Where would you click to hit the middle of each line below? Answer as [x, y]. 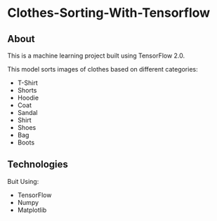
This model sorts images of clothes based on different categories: [103, 69]
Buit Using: [23, 181]
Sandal [27, 113]
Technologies [38, 165]
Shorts [27, 90]
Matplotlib [32, 210]
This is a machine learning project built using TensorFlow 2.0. [96, 55]
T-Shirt [27, 83]
